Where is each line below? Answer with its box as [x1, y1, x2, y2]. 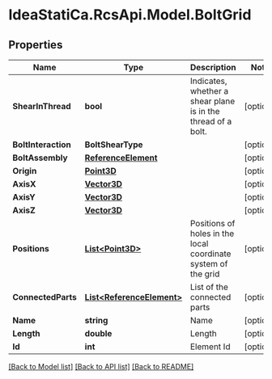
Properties [8, 38, 63, 52]
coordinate [189, 248, 232, 259]
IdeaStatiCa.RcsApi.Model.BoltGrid [8, 6, 252, 24]
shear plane [189, 95, 236, 107]
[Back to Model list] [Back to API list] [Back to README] [8, 362, 194, 371]
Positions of [189, 218, 236, 229]
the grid [189, 268, 220, 280]
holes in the [189, 228, 235, 239]
